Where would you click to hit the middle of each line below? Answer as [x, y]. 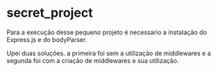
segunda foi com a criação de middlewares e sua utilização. [93, 60]
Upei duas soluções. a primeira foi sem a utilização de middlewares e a [109, 53]
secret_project [50, 13]
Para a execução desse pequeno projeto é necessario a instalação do [107, 32]
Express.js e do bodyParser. [47, 39]
